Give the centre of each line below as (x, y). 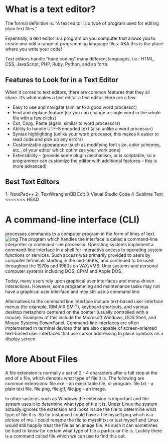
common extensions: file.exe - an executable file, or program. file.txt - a (79, 384)
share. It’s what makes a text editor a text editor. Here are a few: (71, 97)
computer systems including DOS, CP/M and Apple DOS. (64, 271)
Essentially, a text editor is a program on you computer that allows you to (80, 38)
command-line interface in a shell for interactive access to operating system (84, 250)
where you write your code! (34, 49)
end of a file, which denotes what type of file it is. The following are (75, 378)
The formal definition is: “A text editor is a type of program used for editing (82, 23)
